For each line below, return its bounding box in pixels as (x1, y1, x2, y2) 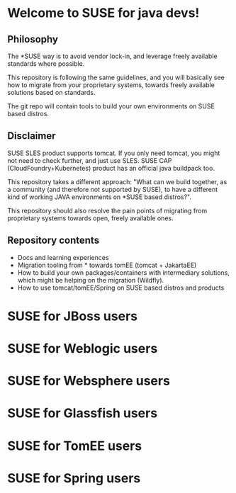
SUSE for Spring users (7, 470, 141, 486)
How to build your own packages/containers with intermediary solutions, (17, 268, 230, 277)
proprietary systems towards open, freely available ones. (7, 214, 174, 222)
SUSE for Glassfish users (7, 405, 158, 421)
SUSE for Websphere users (7, 373, 170, 389)
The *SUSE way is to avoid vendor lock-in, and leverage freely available (7, 52, 218, 60)
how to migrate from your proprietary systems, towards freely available (7, 81, 215, 89)
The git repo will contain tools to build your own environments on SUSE (7, 102, 215, 110)
